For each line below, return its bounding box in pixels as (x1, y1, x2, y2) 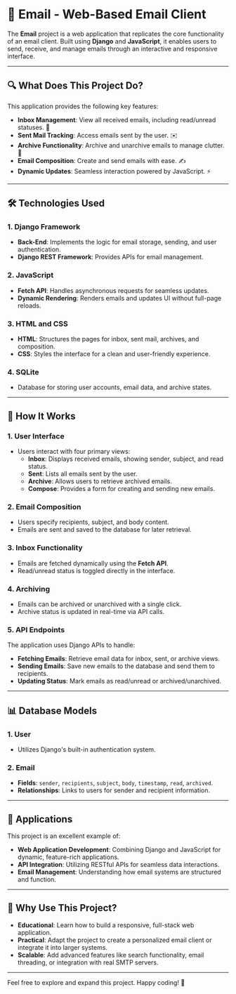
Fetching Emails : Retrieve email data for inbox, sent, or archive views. (17, 655, 220, 663)
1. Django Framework (7, 222, 81, 232)
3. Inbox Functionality (7, 543, 83, 553)
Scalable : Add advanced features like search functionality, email (17, 950, 204, 959)
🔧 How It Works (7, 410, 76, 422)
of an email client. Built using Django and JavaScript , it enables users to (7, 37, 217, 45)
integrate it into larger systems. (17, 943, 107, 951)
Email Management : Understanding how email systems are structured (17, 868, 221, 876)
